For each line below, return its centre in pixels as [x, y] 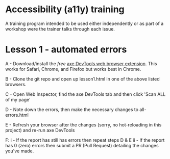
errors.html [17, 115]
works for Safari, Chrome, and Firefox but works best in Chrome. [73, 69]
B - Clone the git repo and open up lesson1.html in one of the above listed [82, 79]
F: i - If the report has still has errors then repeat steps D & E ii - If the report [85, 140]
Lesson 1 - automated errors [66, 50]
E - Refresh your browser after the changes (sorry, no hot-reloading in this [83, 125]
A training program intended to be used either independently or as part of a [84, 23]
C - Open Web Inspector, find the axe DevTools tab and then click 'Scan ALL [86, 94]
